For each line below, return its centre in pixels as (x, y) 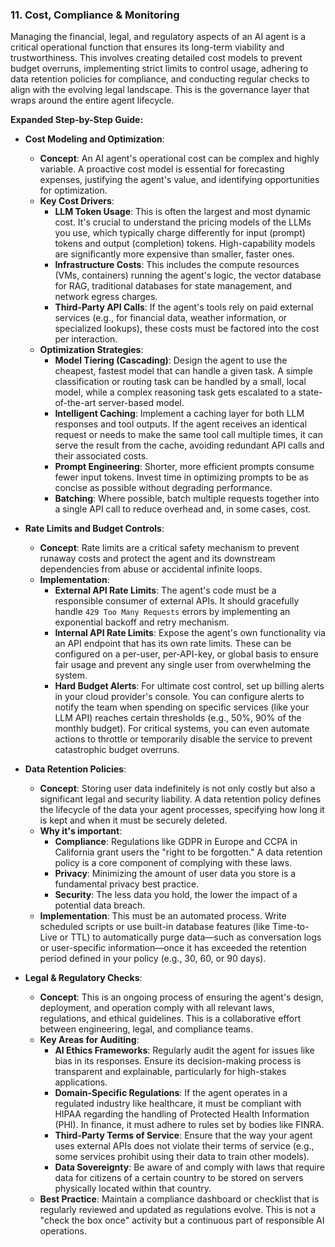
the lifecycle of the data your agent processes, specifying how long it (182, 810)
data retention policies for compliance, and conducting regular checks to (160, 79)
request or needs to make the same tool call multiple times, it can (188, 435)
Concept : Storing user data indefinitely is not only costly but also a (177, 789)
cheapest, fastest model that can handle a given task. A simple (183, 371)
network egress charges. (106, 297)
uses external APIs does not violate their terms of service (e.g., (184, 1146)
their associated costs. (101, 456)
